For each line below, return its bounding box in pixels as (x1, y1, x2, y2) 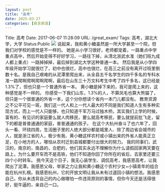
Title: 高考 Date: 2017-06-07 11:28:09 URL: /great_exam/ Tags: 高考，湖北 (5, 35, 154, 41)
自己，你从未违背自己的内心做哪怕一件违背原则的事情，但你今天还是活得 (5, 176, 151, 182)
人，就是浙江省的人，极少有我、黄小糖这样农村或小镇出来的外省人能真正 (5, 133, 151, 139)
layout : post (5, 7, 32, 12)
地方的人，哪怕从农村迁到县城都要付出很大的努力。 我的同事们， (22, 139, 153, 145)
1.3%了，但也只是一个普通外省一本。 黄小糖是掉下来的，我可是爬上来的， (5, 84, 154, 90)
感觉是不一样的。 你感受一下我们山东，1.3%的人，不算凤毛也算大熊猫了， (9, 90, 158, 96)
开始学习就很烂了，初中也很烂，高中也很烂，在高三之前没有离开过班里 (13, 66, 156, 72)
